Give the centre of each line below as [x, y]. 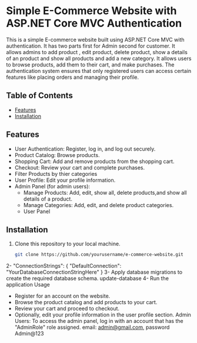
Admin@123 [29, 334]
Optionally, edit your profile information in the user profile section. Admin [103, 315]
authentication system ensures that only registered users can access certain [99, 71]
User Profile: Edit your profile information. [65, 180]
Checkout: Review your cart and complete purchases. [80, 167]
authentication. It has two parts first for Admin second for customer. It [91, 46]
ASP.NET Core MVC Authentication [94, 23]
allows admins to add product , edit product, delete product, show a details [97, 52]
